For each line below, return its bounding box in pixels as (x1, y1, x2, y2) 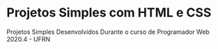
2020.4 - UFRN (6, 35, 51, 43)
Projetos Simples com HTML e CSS (6, 5, 212, 21)
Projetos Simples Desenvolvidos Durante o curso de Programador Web (6, 28, 210, 36)
